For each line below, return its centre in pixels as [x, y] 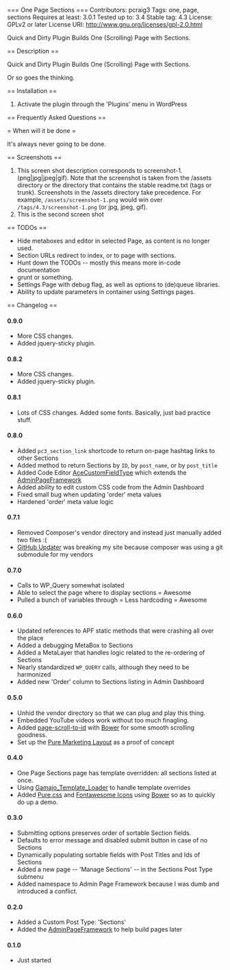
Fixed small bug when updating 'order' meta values [89, 494]
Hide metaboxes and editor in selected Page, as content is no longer [113, 241]
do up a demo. [37, 802]
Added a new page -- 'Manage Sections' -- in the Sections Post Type [115, 869]
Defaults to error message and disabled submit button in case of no [112, 840]
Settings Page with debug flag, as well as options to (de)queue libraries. [118, 284]
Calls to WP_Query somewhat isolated [71, 585]
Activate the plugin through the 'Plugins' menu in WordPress [102, 104]
